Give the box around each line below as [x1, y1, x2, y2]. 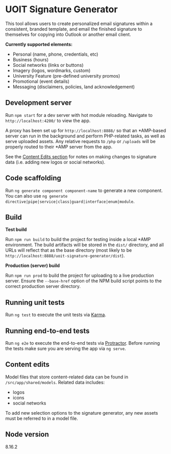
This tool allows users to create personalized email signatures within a [5, 20, 153, 27]
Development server [5, 99, 72, 107]
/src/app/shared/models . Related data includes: [5, 379, 105, 385]
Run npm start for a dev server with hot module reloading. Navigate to [5, 112, 153, 118]
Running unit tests [5, 298, 65, 307]
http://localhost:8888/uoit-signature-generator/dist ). [5, 253, 125, 259]
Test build [5, 226, 27, 233]
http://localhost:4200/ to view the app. [5, 117, 91, 124]
